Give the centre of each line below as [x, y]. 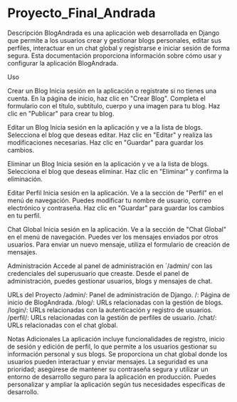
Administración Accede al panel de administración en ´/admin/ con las [110, 266]
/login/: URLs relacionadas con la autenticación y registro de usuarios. [110, 310]
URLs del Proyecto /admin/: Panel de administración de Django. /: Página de [118, 294]
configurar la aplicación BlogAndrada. [63, 63]
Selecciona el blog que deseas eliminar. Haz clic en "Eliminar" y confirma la [118, 171]
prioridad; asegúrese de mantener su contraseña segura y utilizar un [108, 369]
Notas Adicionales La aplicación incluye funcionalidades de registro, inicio [116, 339]
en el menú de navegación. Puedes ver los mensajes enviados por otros [113, 237]
